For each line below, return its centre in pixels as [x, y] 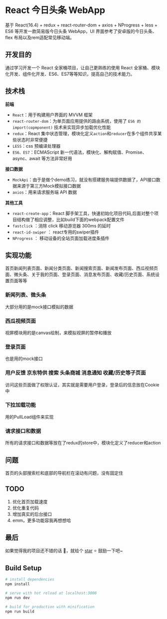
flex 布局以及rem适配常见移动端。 [40, 37]
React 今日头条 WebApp [55, 10]
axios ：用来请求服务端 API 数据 [45, 192]
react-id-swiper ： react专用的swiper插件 [56, 232]
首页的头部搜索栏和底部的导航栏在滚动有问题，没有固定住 [64, 473]
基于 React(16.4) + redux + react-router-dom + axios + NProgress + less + [82, 25]
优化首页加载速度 [30, 501]
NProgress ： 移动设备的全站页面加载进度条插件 [61, 238]
